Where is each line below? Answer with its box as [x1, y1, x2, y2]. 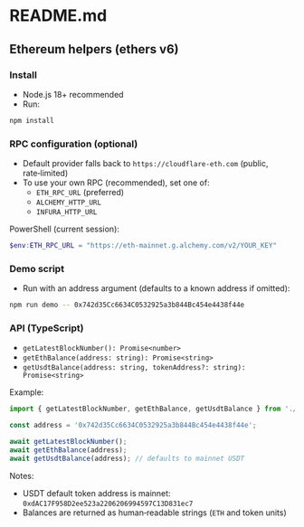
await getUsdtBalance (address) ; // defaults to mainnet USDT [9, 454, 245, 463]
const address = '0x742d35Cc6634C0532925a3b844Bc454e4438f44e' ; [9, 421, 257, 430]
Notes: [9, 470, 34, 481]
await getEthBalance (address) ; [9, 446, 128, 455]
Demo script [9, 262, 65, 275]
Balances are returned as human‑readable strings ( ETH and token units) [22, 507, 287, 518]
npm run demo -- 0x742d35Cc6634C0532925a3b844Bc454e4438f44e [9, 300, 245, 310]
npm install [9, 116, 54, 125]
